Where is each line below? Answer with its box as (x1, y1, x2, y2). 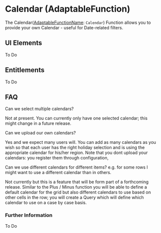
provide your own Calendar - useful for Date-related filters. (5, 24, 123, 30)
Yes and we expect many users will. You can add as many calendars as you (5, 139, 157, 145)
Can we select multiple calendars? (5, 106, 74, 112)
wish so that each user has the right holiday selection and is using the (5, 145, 145, 151)
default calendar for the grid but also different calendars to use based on (5, 189, 151, 195)
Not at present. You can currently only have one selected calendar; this (5, 116, 148, 121)
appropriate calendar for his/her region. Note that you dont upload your (5, 150, 148, 155)
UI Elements (5, 39, 42, 47)
